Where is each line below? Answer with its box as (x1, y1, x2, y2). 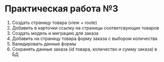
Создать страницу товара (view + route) (11, 19, 97, 25)
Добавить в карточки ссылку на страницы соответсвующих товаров (11, 24, 159, 30)
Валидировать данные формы (11, 40, 76, 46)
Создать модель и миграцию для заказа (11, 30, 98, 36)
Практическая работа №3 (4, 3, 118, 14)
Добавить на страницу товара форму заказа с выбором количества (11, 35, 158, 41)
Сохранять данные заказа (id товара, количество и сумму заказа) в (11, 46, 157, 52)
